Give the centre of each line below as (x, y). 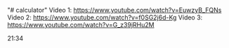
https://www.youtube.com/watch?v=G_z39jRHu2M (81, 25)
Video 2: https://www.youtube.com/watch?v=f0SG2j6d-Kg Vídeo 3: (105, 17)
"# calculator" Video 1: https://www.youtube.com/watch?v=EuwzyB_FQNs (115, 10)
